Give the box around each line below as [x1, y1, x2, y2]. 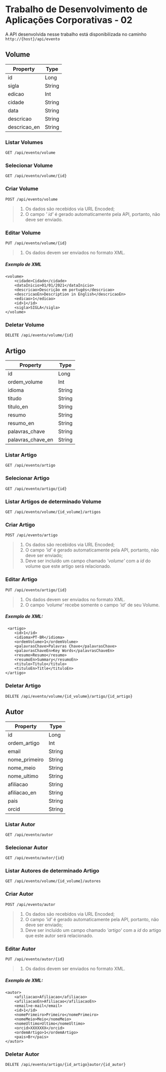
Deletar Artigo [5, 682, 41, 689]
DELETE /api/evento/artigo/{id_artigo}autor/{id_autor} [5, 1062, 126, 1067]
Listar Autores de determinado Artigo [5, 867, 99, 874]
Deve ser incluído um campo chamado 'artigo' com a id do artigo [25, 927, 161, 933]
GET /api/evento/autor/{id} [5, 856, 65, 861]
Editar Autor [5, 945, 36, 952]
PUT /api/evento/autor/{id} [5, 957, 65, 962]
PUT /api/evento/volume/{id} [5, 240, 67, 246]
